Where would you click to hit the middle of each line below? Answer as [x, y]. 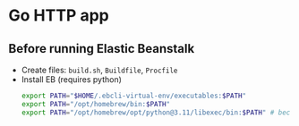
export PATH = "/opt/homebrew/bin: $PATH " [96, 104]
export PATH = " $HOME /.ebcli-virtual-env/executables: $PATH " [134, 96]
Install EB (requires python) [72, 80]
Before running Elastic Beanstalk [102, 49]
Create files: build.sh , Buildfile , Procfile [99, 70]
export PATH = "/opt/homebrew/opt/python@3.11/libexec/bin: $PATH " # [148, 113]
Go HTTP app [59, 16]
